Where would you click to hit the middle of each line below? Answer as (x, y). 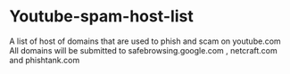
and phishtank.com (45, 60)
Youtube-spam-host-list (101, 16)
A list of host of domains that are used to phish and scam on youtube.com (145, 41)
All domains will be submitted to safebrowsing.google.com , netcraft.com (144, 50)
